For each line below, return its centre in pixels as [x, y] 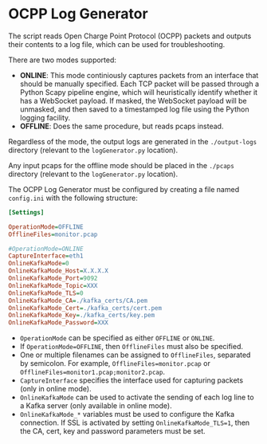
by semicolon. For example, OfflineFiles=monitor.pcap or [115, 363]
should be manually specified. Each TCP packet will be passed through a [139, 84]
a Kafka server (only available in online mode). [96, 406]
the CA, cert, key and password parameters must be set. [112, 431]
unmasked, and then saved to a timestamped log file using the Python [134, 109]
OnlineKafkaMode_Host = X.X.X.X [59, 271]
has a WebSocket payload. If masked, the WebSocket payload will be [133, 100]
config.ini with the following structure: [73, 198]
